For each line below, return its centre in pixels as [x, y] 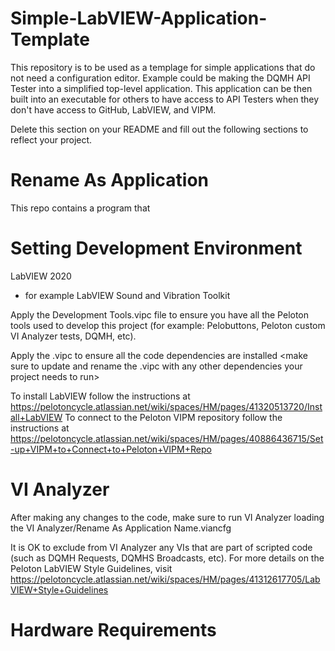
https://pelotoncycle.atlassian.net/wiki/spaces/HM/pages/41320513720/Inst [166, 406]
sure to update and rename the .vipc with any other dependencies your [156, 366]
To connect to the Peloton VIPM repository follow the [173, 417]
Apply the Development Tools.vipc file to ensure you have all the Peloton [160, 314]
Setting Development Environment [156, 248]
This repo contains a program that [80, 208]
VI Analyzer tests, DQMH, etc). [73, 336]
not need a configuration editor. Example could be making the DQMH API [160, 78]
